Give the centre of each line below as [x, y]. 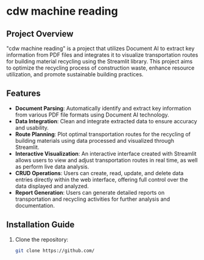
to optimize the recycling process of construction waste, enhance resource [100, 68]
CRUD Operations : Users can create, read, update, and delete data [99, 173]
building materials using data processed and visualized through [95, 140]
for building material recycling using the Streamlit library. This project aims [100, 61]
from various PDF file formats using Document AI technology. [92, 115]
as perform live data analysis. [52, 167]
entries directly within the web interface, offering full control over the [101, 179]
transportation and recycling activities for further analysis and [93, 199]
